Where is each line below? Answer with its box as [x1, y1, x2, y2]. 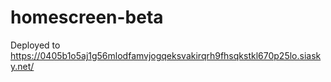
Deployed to [10, 39, 61, 51]
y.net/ [10, 60, 35, 72]
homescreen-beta [10, 6, 164, 29]
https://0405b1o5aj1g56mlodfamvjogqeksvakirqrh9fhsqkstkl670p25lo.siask [10, 49, 322, 61]
